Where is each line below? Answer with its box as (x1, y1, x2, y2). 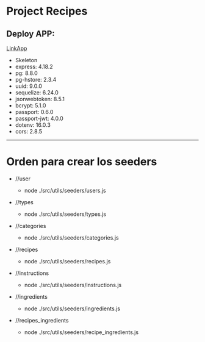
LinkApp (6, 45, 27, 52)
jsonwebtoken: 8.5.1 (15, 96, 65, 102)
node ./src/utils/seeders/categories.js (24, 233, 119, 241)
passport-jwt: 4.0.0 (15, 115, 63, 122)
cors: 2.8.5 (15, 128, 43, 135)
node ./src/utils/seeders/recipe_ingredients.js (24, 328, 139, 336)
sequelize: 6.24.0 (15, 89, 59, 96)
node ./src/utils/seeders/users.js (24, 187, 107, 194)
